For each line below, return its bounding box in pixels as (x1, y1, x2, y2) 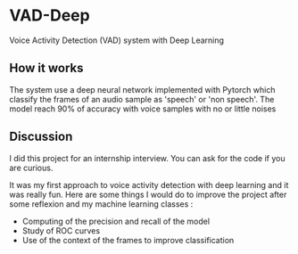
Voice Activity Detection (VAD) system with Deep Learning (9, 35, 225, 45)
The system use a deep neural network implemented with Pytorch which (9, 84, 276, 94)
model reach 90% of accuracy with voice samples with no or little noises (9, 103, 277, 114)
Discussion (9, 129, 73, 144)
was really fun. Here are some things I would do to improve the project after (9, 189, 287, 200)
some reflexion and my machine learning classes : (9, 198, 194, 209)
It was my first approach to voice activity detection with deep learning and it (9, 179, 289, 190)
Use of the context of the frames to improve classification (21, 234, 235, 245)
